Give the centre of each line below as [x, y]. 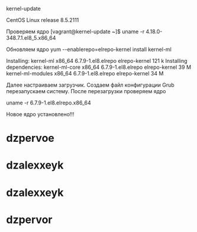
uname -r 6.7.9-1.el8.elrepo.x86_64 [49, 103]
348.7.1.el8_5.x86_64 [31, 38]
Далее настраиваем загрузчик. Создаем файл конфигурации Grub [90, 85]
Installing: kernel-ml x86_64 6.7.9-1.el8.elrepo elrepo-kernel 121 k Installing [97, 61]
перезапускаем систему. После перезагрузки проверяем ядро [86, 91]
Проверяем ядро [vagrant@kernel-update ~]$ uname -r [75, 31]
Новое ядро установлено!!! [40, 114]
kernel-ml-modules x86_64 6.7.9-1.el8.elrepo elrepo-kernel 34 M [85, 73]
